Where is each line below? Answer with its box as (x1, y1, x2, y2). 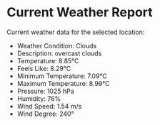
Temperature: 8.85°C (16, 56, 79, 65)
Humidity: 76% (16, 94, 61, 103)
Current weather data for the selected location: (6, 28, 145, 36)
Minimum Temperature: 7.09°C (16, 72, 108, 80)
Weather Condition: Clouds (16, 41, 97, 50)
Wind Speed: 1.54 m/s (16, 102, 82, 110)
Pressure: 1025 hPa (16, 87, 74, 95)
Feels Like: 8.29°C (16, 64, 71, 72)
